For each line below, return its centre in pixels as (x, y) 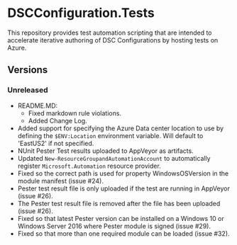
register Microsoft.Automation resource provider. (89, 166)
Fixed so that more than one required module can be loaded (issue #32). (123, 233)
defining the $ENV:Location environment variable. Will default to (110, 135)
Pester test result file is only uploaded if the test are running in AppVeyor (124, 188)
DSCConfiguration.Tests (81, 13)
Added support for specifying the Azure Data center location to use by (121, 128)
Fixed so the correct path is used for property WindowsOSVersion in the (123, 173)
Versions (28, 70)
